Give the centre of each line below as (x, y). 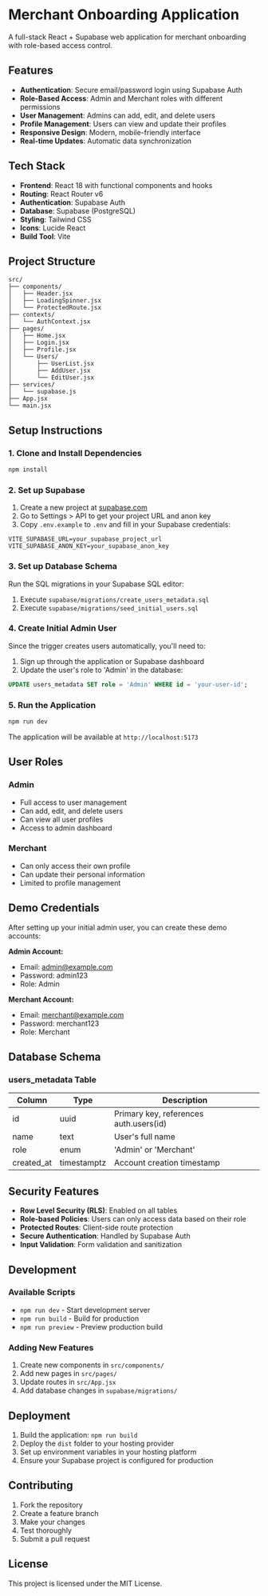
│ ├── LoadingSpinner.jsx (55, 301)
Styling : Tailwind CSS (55, 219)
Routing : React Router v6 (61, 194)
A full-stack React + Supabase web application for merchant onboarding (127, 37)
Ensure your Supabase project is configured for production (116, 1460)
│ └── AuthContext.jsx (49, 322)
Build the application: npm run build (79, 1434)
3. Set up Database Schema (63, 566)
